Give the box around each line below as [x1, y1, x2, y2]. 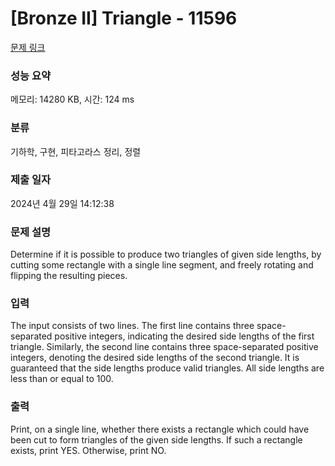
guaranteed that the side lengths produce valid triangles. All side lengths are [10, 362, 325, 374]
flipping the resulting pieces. [10, 270, 128, 282]
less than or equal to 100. [10, 373, 114, 385]
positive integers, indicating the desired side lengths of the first [54, 330, 315, 342]
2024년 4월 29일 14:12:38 [10, 197, 115, 209]
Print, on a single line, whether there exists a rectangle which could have [10, 423, 310, 435]
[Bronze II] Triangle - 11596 [10, 7, 238, 30]
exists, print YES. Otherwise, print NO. [10, 444, 167, 456]
